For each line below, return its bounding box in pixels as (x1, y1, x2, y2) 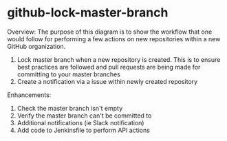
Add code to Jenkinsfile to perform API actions (17, 126, 150, 134)
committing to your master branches (17, 70, 120, 78)
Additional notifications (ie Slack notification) (17, 118, 144, 127)
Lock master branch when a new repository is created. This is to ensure (17, 55, 221, 63)
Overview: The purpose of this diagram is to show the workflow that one (7, 28, 213, 36)
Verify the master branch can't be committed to (17, 111, 152, 120)
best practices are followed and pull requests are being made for (17, 63, 201, 71)
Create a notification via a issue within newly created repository (17, 77, 198, 85)
